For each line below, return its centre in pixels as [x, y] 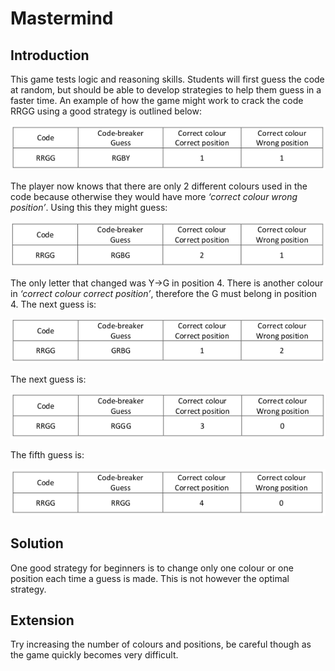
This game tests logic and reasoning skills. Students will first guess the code [167, 79]
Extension [42, 620]
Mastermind [62, 18]
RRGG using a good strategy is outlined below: [106, 111]
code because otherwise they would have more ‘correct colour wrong [154, 197]
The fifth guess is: [47, 454]
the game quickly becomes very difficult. [94, 655]
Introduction [50, 55]
